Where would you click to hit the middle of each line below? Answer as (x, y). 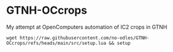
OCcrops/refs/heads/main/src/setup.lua (56, 43)
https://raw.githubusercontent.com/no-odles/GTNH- (84, 38)
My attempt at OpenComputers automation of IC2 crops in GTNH (87, 27)
